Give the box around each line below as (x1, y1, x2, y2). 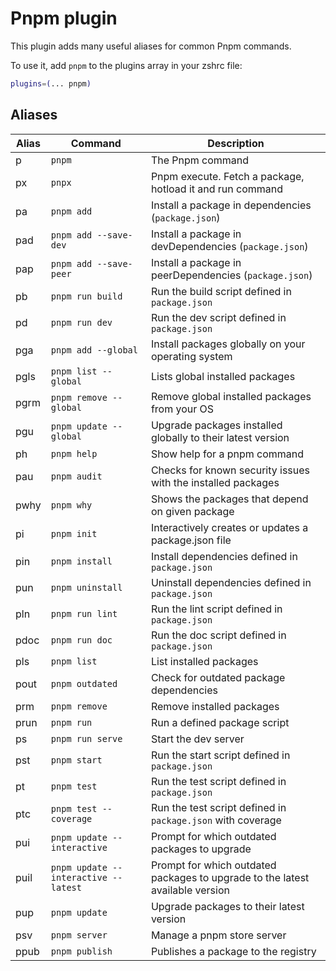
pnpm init (50, 528, 98, 539)
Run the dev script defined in (150, 310, 287, 324)
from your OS (150, 402, 215, 416)
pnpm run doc (50, 634, 113, 646)
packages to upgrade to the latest (150, 870, 310, 884)
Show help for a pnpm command (150, 447, 305, 461)
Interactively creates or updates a (150, 520, 309, 534)
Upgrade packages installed (150, 418, 283, 432)
